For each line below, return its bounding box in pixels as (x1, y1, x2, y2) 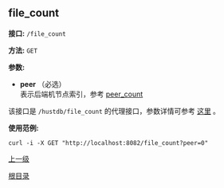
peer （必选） (19, 79, 66, 88)
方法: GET (8, 45, 38, 55)
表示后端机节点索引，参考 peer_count (19, 89, 143, 99)
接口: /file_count (8, 28, 66, 38)
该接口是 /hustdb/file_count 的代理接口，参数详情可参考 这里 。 (8, 106, 221, 116)
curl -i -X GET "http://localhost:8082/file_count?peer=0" (8, 139, 209, 147)
